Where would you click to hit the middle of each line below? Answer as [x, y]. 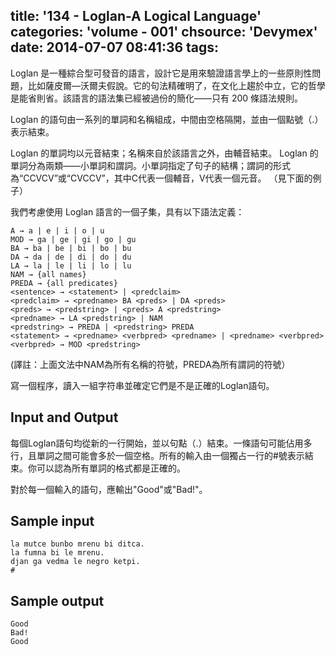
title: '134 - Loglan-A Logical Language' [136, 16]
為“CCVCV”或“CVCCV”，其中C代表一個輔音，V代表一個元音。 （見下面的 [161, 178]
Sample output [57, 600]
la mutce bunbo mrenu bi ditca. [77, 544]
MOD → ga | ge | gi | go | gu [73, 239]
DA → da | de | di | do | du [71, 257]
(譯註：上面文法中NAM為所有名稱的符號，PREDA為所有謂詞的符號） [150, 364]
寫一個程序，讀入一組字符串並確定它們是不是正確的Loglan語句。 [142, 385]
